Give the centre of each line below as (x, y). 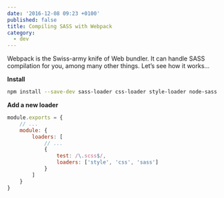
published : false (32, 20)
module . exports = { (35, 118)
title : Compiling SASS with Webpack (60, 26)
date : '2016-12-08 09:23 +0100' (53, 13)
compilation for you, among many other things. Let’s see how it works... (109, 66)
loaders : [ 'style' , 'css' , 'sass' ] (107, 162)
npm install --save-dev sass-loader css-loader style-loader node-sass (112, 92)
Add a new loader (33, 105)
